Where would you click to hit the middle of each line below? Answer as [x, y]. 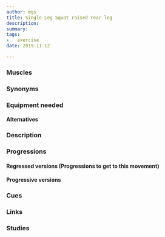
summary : [17, 29]
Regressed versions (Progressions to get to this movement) [83, 166]
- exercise [23, 40]
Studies [18, 228]
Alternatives [22, 120]
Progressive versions [34, 180]
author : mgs [21, 12]
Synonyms [22, 89]
